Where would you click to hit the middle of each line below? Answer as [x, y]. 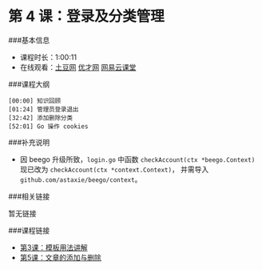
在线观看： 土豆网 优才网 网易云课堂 [78, 67]
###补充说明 [29, 142]
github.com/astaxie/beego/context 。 [81, 179]
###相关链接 [29, 196]
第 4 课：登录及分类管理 [87, 16]
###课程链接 [29, 230]
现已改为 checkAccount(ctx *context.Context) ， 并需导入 [114, 169]
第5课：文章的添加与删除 [61, 257]
